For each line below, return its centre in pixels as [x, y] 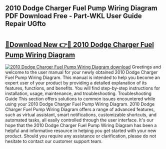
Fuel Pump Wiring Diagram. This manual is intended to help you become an [82, 77]
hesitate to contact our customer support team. [54, 141]
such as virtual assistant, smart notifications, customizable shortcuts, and [81, 115]
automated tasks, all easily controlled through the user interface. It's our [79, 120]
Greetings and [146, 67]
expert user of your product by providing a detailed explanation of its [76, 83]
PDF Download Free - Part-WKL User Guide [74, 16]
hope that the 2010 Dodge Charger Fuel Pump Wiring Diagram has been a [81, 125]
